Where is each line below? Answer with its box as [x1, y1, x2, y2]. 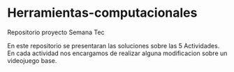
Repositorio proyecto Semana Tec [7, 28, 105, 36]
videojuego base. [7, 56, 57, 64]
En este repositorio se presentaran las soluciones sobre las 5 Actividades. [7, 41, 220, 50]
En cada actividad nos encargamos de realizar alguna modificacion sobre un [7, 49, 228, 57]
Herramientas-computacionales [7, 5, 198, 21]
